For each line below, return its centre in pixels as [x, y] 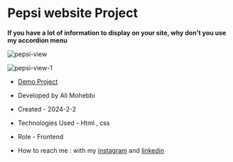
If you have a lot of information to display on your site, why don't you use [117, 33]
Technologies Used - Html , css [64, 123]
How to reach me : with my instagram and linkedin [91, 150]
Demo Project [38, 81]
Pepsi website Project [73, 13]
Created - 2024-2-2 [47, 109]
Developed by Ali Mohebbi [56, 95]
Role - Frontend [40, 136]
